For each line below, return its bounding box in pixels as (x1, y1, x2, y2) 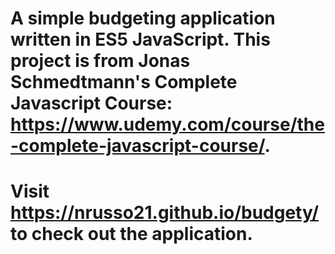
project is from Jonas (10, 50, 191, 72)
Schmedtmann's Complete (10, 71, 238, 94)
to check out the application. (10, 223, 253, 246)
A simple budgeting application (10, 7, 276, 30)
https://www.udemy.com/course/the (10, 113, 325, 136)
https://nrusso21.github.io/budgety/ (10, 202, 320, 224)
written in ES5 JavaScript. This (10, 28, 271, 51)
